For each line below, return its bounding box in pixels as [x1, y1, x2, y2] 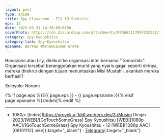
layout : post [5, 7, 32, 12]
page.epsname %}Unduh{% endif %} [5, 97, 81, 103]
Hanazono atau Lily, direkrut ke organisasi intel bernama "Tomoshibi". [5, 57, 146, 63]
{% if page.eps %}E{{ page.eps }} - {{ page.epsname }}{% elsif [5, 92, 134, 98]
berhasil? [5, 73, 24, 79]
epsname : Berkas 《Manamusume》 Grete [5, 44, 79, 49]
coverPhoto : [5, 30, 29, 35]
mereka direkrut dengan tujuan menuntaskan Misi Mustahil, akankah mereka [5, 68, 160, 74]
